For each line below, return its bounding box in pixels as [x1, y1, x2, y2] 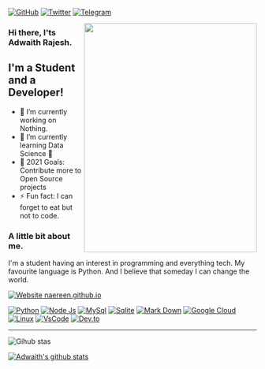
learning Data [19, 140, 64, 150]
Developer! [8, 86, 64, 99]
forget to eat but [19, 202, 73, 212]
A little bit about [8, 230, 71, 241]
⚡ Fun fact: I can [19, 191, 73, 200]
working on [19, 115, 57, 125]
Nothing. [19, 123, 48, 133]
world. [8, 275, 29, 285]
